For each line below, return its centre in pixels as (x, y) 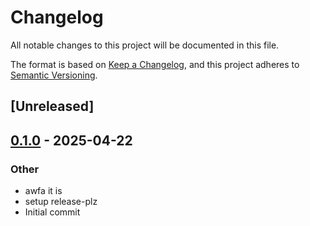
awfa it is (43, 191)
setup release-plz (61, 202)
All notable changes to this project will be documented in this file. (145, 45)
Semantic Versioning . (54, 75)
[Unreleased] (52, 106)
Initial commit (52, 212)
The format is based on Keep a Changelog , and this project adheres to (155, 64)
